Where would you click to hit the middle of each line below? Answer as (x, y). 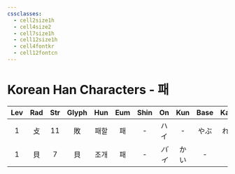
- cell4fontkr (34, 46)
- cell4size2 (33, 27)
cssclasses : (24, 14)
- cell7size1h (34, 33)
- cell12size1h (36, 40)
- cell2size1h (34, 20)
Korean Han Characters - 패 (88, 90)
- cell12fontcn (36, 53)
